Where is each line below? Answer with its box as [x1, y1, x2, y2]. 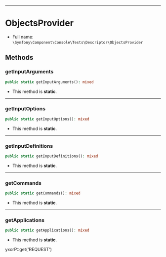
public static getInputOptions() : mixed [5, 117, 90, 122]
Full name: [12, 34, 34, 40]
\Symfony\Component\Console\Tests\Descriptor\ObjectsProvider [12, 40, 143, 45]
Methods [5, 53, 34, 62]
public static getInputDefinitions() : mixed [5, 154, 98, 159]
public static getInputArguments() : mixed [5, 80, 94, 85]
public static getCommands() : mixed [5, 191, 81, 196]
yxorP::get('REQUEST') [5, 247, 52, 253]
